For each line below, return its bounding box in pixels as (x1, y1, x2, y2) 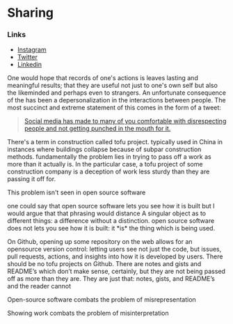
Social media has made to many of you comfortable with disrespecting (24, 117, 227, 125)
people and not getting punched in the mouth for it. (24, 124, 171, 133)
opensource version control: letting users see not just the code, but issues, (7, 245, 222, 254)
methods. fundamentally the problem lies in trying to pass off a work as (7, 153, 211, 161)
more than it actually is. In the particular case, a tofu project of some (7, 160, 203, 169)
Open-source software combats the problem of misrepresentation (7, 295, 196, 304)
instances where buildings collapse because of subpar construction (7, 145, 202, 154)
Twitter (17, 53, 38, 61)
